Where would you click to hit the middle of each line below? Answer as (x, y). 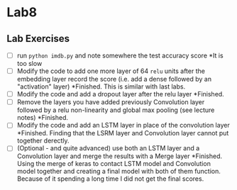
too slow (29, 64)
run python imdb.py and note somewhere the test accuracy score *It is (120, 55)
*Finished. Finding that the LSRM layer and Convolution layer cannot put (123, 133)
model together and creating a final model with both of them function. (119, 172)
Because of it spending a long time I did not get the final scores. (110, 179)
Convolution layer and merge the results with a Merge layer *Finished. (120, 156)
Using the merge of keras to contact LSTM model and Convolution (114, 164)
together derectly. (43, 141)
